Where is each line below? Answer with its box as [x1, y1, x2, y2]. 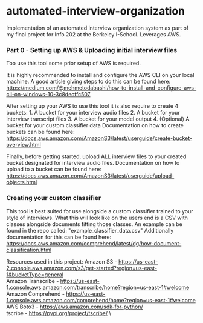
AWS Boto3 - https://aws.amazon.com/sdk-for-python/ [6, 303, 143, 310]
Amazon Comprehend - [6, 290, 65, 298]
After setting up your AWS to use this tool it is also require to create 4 [6, 102, 179, 110]
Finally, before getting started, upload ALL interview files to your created [6, 153, 187, 160]
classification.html [6, 246, 52, 253]
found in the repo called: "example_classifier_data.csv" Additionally [6, 227, 174, 234]
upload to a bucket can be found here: [6, 165, 101, 173]
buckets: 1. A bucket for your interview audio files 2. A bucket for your [6, 109, 180, 116]
